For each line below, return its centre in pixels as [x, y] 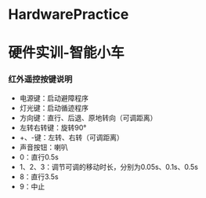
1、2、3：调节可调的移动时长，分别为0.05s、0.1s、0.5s [108, 167]
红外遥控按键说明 [40, 79]
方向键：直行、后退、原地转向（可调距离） [88, 117]
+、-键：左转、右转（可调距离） [71, 137]
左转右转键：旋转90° [53, 127]
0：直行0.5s [39, 157]
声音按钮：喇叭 [43, 147]
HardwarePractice [69, 15]
